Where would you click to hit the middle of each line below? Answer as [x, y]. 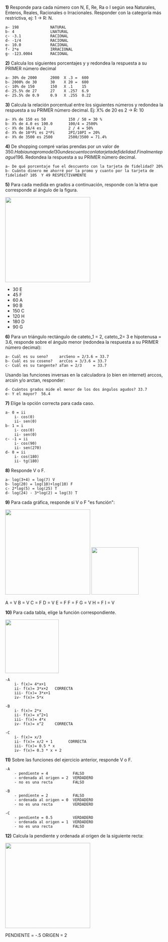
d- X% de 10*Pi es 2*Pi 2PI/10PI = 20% [53, 133]
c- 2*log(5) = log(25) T [31, 489]
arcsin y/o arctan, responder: [35, 380]
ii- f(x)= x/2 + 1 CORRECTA [50, 742]
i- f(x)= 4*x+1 [30, 684]
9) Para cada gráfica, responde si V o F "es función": [60, 502]
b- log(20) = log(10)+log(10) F [39, 484]
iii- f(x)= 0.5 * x [35, 746]
